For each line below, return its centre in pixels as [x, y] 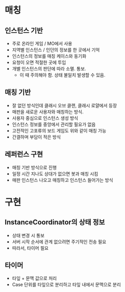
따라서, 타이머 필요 [30, 248]
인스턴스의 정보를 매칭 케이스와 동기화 [49, 56]
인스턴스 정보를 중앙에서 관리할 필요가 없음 [54, 124]
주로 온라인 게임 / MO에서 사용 [42, 44]
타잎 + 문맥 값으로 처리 [34, 278]
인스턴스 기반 [24, 30]
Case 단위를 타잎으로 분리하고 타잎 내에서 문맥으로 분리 [67, 284]
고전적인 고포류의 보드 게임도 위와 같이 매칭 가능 [59, 130]
